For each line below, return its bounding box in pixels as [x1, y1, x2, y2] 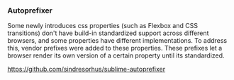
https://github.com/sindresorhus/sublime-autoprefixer [7, 65, 166, 74]
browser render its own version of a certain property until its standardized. [7, 51, 225, 60]
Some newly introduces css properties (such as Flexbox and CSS [7, 22, 199, 30]
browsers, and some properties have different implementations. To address [7, 36, 228, 45]
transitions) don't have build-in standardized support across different [7, 29, 209, 37]
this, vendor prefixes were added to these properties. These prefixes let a [7, 44, 223, 53]
